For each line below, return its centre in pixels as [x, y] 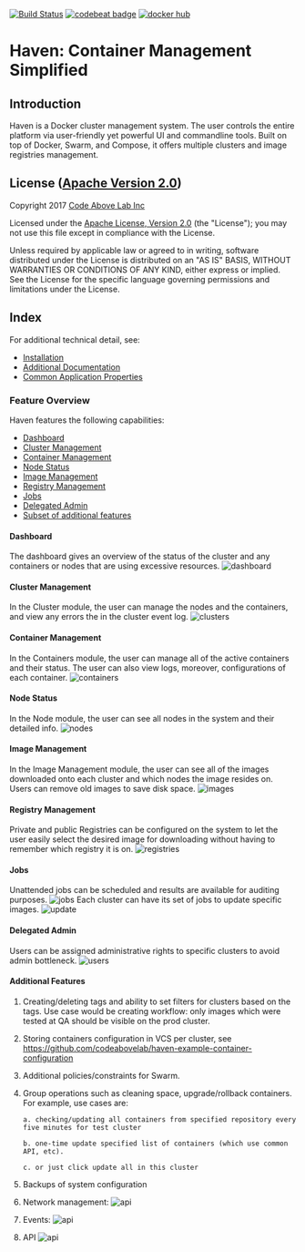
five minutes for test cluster [82, 1127]
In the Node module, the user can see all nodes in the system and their [142, 718]
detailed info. [34, 728]
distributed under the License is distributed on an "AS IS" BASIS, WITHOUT [150, 260]
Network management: [66, 1202]
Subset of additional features [77, 515]
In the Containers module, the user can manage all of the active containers [149, 658]
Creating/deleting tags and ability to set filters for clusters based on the [157, 1001]
